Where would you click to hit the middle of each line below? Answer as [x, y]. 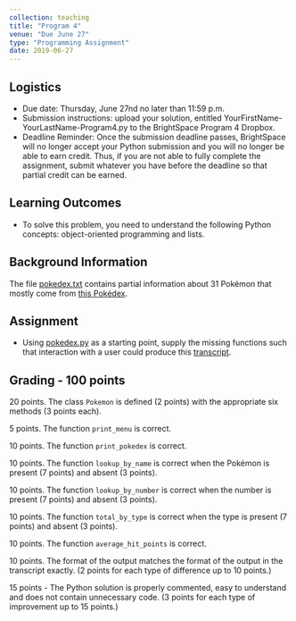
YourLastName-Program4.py [75, 127]
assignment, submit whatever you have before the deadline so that [144, 165]
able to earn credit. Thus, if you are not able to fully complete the [141, 155]
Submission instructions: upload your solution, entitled [122, 118]
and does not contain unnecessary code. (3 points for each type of [132, 597]
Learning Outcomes [66, 203]
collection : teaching [49, 17]
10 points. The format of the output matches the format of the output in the [146, 561]
